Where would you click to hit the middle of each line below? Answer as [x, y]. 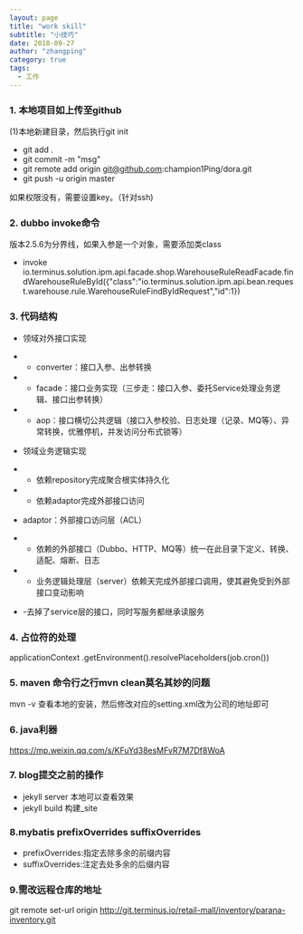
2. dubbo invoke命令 [55, 223]
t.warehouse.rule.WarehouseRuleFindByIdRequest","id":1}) [132, 292]
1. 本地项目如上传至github [66, 110]
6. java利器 [33, 730]
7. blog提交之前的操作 [57, 775]
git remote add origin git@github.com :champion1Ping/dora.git [137, 169]
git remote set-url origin [53, 910]
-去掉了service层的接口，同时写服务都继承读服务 [114, 611]
